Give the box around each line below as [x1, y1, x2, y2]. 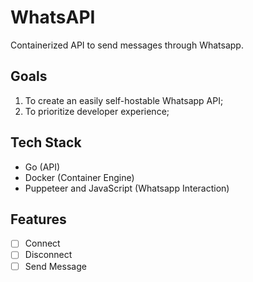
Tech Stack [10, 134, 82, 151]
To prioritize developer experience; [24, 105, 170, 117]
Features [10, 211, 67, 228]
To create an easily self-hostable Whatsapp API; [24, 94, 224, 106]
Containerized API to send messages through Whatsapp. [10, 39, 244, 51]
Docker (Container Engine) [24, 171, 135, 183]
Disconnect [24, 249, 73, 261]
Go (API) [24, 161, 61, 173]
